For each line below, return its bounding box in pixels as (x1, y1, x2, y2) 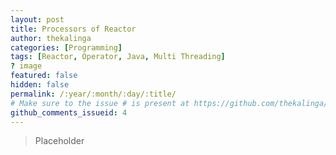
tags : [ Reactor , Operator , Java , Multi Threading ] (10, 52, 226, 62)
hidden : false (10, 80, 70, 90)
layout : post (10, 14, 65, 25)
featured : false (10, 71, 78, 81)
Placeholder (34, 135, 85, 147)
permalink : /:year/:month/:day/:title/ (10, 89, 177, 99)
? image (10, 61, 43, 71)
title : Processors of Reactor (10, 24, 137, 34)
